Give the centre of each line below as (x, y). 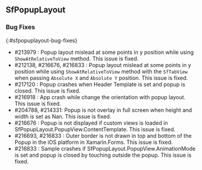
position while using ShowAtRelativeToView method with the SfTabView (101, 71)
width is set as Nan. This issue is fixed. (63, 116)
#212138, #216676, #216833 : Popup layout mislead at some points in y (103, 65)
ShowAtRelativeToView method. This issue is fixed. (77, 58)
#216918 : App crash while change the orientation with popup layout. (100, 97)
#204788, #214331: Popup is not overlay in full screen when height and (103, 110)
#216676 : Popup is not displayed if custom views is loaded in (91, 123)
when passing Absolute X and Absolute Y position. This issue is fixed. (101, 77)
